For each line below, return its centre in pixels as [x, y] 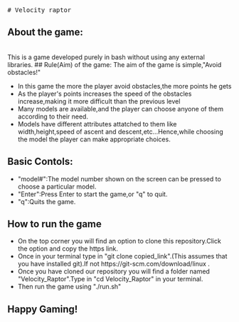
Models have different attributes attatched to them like [97, 124]
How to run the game [54, 224]
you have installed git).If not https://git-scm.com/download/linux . [113, 264]
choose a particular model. [57, 186]
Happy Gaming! [43, 309]
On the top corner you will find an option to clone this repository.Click [119, 241]
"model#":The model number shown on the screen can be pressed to [119, 178]
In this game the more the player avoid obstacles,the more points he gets [124, 86]
